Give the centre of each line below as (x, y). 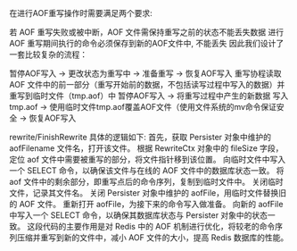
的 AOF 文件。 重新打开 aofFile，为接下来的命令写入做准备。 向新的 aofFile (146, 204)
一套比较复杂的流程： (48, 54)
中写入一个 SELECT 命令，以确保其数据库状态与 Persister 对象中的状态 (139, 215)
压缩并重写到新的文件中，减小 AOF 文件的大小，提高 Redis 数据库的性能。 (153, 238)
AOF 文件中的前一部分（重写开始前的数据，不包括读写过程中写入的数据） (144, 84)
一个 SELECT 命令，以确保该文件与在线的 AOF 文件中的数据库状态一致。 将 (147, 171)
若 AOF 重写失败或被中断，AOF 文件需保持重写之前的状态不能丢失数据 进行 (147, 32)
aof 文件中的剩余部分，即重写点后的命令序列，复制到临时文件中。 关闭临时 (146, 182)
